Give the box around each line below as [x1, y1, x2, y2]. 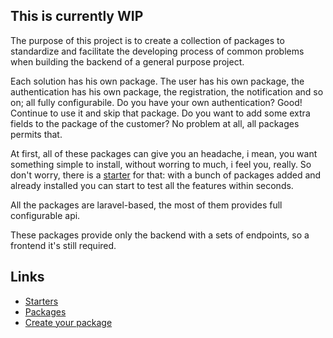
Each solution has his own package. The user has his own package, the [10, 75, 305, 87]
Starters [24, 295, 59, 307]
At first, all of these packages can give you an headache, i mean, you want [10, 147, 318, 159]
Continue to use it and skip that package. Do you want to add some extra [10, 107, 311, 119]
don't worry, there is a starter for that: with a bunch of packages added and [10, 169, 322, 181]
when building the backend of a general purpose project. [10, 55, 245, 68]
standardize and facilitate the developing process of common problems [10, 45, 305, 57]
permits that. [10, 128, 63, 140]
